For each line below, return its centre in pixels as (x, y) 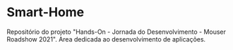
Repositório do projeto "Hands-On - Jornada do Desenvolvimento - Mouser (116, 32)
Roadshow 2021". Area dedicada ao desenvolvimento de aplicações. (106, 39)
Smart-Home (46, 12)
